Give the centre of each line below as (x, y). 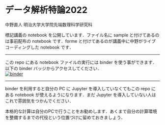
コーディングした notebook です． (39, 47)
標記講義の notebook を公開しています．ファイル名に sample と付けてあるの (82, 35)
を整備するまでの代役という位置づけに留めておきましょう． (65, 117)
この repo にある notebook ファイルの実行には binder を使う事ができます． (81, 62)
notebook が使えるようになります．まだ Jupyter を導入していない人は (85, 95)
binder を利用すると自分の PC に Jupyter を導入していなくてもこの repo (78, 88)
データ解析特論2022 (46, 10)
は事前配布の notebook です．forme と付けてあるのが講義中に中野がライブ (81, 41)
